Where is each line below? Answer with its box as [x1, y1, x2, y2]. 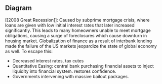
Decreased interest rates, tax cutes [12, 57, 84, 63]
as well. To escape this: [5, 48, 53, 54]
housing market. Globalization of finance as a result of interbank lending [5, 38, 152, 44]
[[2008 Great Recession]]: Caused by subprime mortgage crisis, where [5, 17, 150, 23]
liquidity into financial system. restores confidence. [12, 68, 117, 74]
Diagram [5, 4, 32, 12]
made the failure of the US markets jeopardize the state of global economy [5, 43, 157, 49]
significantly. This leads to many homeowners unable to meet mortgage [5, 27, 151, 33]
